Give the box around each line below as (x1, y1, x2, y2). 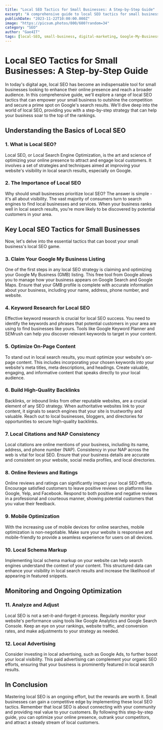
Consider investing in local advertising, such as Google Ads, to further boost (5, 651, 158, 657)
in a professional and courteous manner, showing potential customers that (5, 496, 154, 501)
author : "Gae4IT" (5, 30, 40, 34)
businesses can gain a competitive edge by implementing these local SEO (5, 698, 153, 704)
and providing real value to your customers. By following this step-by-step (5, 709, 154, 715)
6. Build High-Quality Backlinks (5, 387, 80, 394)
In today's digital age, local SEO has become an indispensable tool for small (5, 81, 156, 87)
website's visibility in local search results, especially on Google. (5, 167, 132, 173)
